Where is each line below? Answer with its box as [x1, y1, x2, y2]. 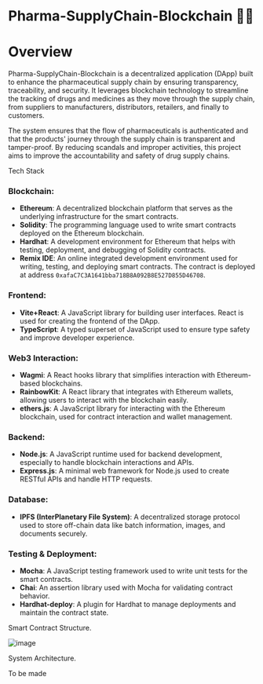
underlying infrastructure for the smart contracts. [19, 212, 179, 221]
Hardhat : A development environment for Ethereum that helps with [19, 237, 236, 247]
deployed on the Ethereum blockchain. [19, 229, 145, 238]
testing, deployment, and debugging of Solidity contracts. [19, 245, 206, 254]
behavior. [19, 591, 50, 600]
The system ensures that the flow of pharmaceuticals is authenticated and [8, 126, 249, 136]
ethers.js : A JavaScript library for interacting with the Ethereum [19, 404, 226, 413]
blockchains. [42, 379, 83, 388]
